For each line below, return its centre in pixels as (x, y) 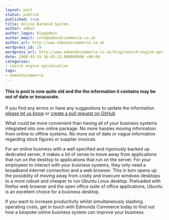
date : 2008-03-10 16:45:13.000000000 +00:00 (53, 57)
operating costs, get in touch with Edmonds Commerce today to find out (80, 207)
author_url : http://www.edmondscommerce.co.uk (55, 43)
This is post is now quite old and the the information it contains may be (80, 92)
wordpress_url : (21, 52)
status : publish (22, 15)
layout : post (19, 10)
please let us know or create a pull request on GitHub (60, 113)
